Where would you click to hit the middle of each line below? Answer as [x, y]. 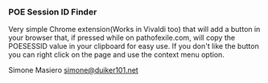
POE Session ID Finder [53, 12]
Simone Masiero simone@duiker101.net [73, 70]
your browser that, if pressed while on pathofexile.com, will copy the [122, 38]
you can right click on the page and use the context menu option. [117, 55]
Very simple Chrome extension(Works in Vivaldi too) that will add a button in [134, 30]
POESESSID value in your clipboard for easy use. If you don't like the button [134, 46]
